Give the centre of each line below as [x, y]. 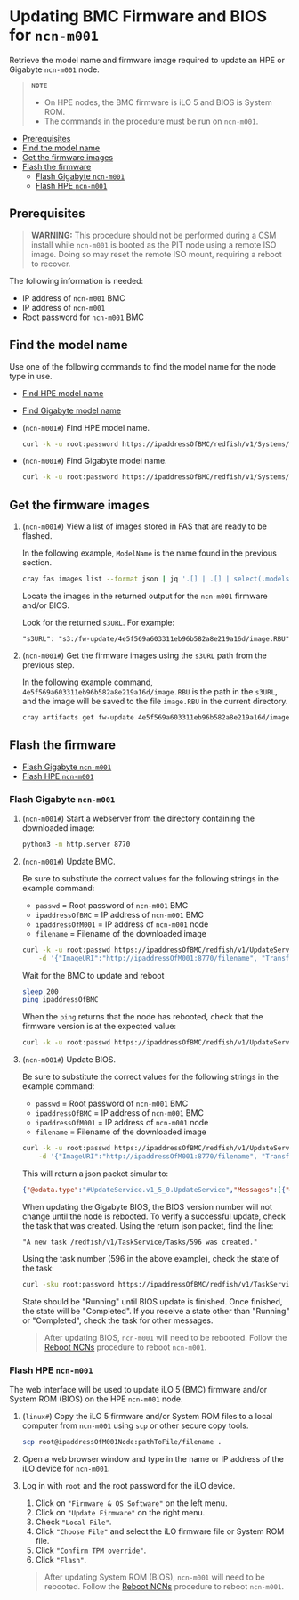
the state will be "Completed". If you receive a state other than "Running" [156, 1311]
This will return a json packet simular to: [95, 1174]
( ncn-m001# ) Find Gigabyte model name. [94, 461]
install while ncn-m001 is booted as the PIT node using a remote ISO [154, 244]
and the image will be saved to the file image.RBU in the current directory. [155, 701]
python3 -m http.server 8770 [76, 844]
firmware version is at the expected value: [99, 1027]
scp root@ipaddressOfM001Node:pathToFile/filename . [122, 1442]
